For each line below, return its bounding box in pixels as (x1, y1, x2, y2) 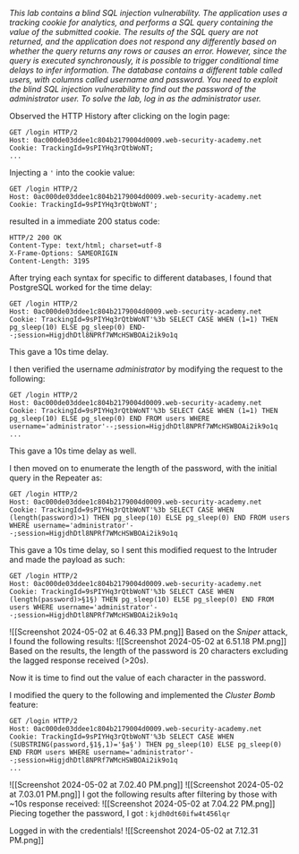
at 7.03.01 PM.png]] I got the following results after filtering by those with (9, 789, 278, 799)
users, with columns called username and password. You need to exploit (9, 74, 278, 84)
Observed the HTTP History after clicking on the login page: (9, 111, 231, 121)
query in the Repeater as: (9, 472, 103, 483)
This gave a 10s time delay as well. (9, 445, 137, 456)
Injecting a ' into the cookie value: (9, 168, 136, 177)
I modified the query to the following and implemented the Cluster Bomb (9, 690, 276, 700)
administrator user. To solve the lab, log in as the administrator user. (9, 93, 261, 104)
